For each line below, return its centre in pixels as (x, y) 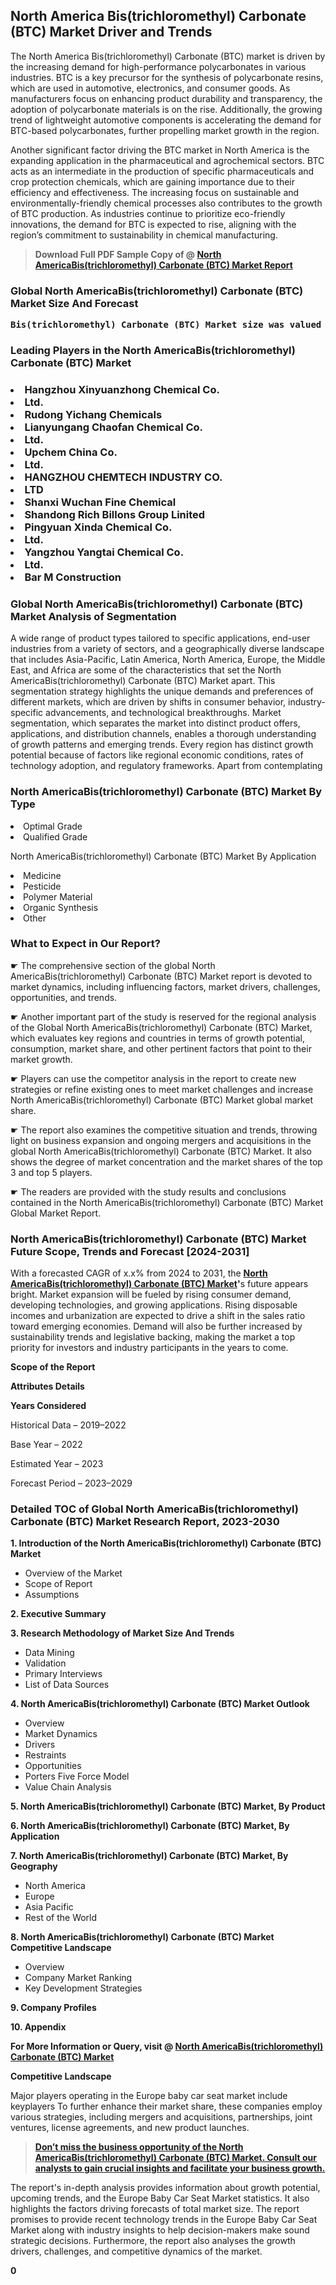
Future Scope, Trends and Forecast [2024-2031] (130, 1251)
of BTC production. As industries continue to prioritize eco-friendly (148, 213)
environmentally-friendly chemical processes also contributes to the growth (166, 203)
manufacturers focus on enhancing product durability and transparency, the (166, 98)
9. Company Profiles (53, 2008)
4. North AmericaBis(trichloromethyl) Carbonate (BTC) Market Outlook (160, 1704)
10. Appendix (38, 2027)
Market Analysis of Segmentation (93, 616)
